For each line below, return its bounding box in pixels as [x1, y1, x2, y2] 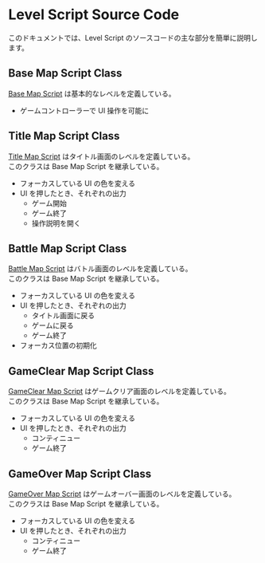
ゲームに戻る [31, 321, 74, 330]
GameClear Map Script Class [8, 364, 154, 378]
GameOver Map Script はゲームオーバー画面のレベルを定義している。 [8, 489, 236, 498]
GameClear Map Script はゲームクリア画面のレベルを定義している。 [8, 387, 231, 396]
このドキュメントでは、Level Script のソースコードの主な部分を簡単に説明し [8, 33, 259, 42]
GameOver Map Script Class [8, 467, 152, 480]
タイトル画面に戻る [31, 311, 95, 321]
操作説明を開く [31, 218, 81, 228]
